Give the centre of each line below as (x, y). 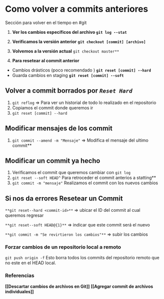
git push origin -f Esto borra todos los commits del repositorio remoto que (82, 258)
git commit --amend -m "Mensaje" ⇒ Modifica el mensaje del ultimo (80, 140)
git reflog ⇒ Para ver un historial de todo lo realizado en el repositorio (84, 102)
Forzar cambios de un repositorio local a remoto (63, 247)
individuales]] (20, 291)
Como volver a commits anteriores (77, 9)
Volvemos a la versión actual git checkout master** (66, 51)
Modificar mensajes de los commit (59, 128)
